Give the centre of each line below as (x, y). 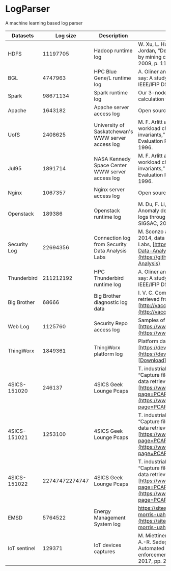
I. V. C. (146, 293)
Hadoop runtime (113, 50)
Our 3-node (153, 92)
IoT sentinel (22, 548)
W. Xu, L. (149, 44)
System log (107, 524)
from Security (110, 244)
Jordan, (147, 50)
